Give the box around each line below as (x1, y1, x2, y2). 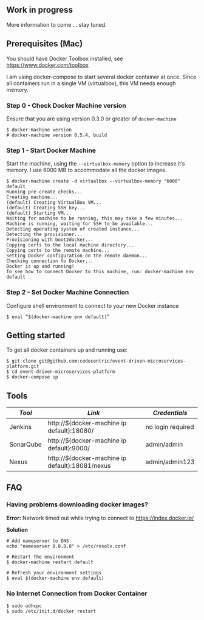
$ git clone (6, 358, 36, 364)
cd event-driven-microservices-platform (12, 369, 115, 375)
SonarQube (9, 441, 42, 449)
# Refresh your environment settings (6, 569, 102, 576)
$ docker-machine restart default (6, 559, 94, 565)
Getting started (6, 330, 66, 340)
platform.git (6, 363, 39, 370)
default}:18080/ (47, 427, 94, 435)
